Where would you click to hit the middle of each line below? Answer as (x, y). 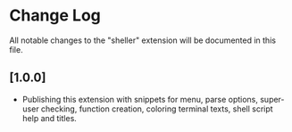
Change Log (55, 16)
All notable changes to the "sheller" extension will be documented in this (143, 40)
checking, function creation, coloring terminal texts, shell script (157, 109)
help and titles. (50, 118)
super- (272, 99)
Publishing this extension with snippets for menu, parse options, (140, 99)
